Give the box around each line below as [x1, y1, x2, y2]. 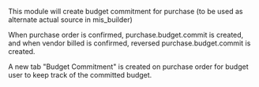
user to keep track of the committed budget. [8, 71, 152, 79]
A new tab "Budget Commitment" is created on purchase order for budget [8, 62, 249, 71]
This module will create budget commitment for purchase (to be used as [8, 7, 243, 16]
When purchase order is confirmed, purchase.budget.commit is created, [8, 31, 244, 39]
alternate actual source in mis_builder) [8, 15, 133, 24]
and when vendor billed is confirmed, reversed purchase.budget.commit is [8, 38, 251, 48]
